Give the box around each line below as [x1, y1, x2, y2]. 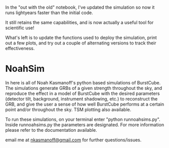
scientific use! [5, 25, 34, 31]
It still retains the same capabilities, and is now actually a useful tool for [5, 20, 154, 25]
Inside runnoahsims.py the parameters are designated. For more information [5, 121, 164, 128]
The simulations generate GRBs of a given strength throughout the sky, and [5, 85, 162, 91]
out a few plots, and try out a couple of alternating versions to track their [5, 40, 157, 46]
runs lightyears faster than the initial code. [5, 10, 94, 16]
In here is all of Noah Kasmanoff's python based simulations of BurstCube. [5, 79, 161, 85]
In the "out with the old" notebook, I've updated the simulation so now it [5, 5, 155, 10]
